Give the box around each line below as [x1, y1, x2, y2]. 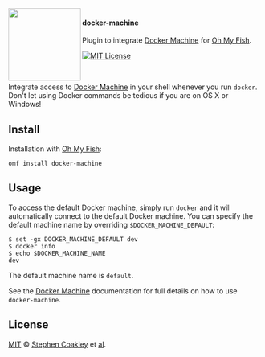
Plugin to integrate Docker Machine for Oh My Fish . [82, 35, 252, 45]
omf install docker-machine [8, 160, 103, 168]
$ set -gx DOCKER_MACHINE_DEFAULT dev [8, 235, 138, 244]
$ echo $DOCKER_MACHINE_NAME [8, 249, 106, 257]
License [8, 318, 49, 332]
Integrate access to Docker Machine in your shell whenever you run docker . [8, 82, 258, 92]
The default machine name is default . [8, 270, 134, 280]
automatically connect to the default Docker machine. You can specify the [8, 211, 254, 220]
